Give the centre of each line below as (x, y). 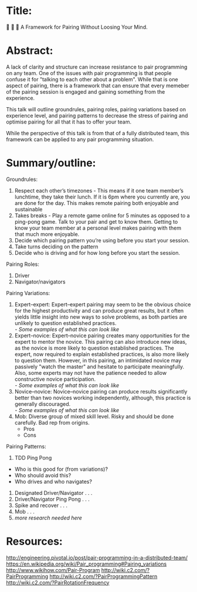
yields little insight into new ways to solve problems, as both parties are (101, 317)
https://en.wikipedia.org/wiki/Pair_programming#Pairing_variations (86, 564)
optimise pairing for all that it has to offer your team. (69, 122)
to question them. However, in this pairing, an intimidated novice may (98, 360)
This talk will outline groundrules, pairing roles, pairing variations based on (96, 109)
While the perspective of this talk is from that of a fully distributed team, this (98, 133)
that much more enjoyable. (47, 234)
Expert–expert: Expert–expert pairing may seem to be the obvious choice (103, 304)
